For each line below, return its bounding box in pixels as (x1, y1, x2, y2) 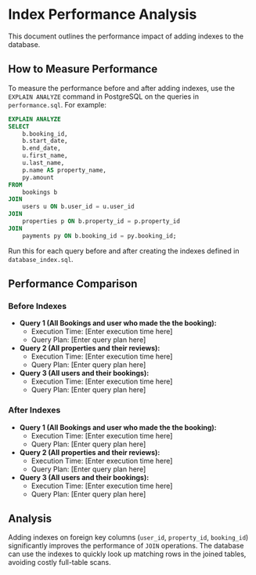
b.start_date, (22, 137, 68, 145)
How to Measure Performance (8, 63, 158, 76)
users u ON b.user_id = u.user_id (22, 202, 135, 211)
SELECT (8, 122, 30, 130)
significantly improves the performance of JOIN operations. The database (8, 541, 244, 551)
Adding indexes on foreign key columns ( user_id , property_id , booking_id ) (8, 533, 249, 542)
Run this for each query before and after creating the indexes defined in (8, 246, 240, 256)
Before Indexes (8, 300, 67, 311)
